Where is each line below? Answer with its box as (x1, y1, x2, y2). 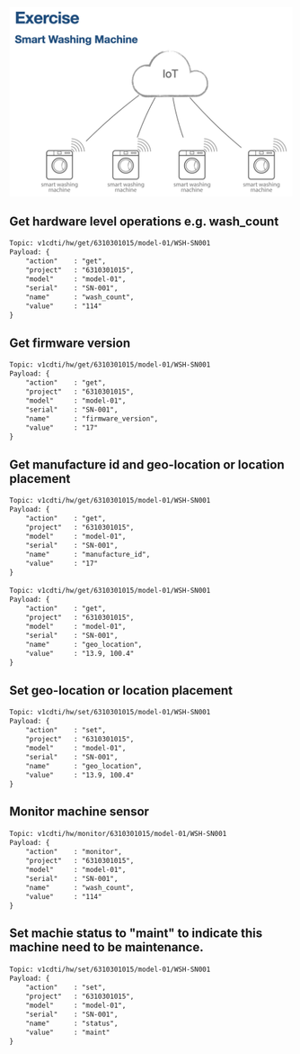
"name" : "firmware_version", (25, 414, 159, 423)
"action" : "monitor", (25, 847, 123, 856)
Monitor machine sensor (9, 804, 150, 820)
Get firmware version (9, 335, 131, 350)
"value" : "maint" (25, 1028, 110, 1037)
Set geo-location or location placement (9, 683, 234, 698)
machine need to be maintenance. (9, 940, 204, 955)
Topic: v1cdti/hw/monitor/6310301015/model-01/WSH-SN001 (9, 829, 227, 838)
